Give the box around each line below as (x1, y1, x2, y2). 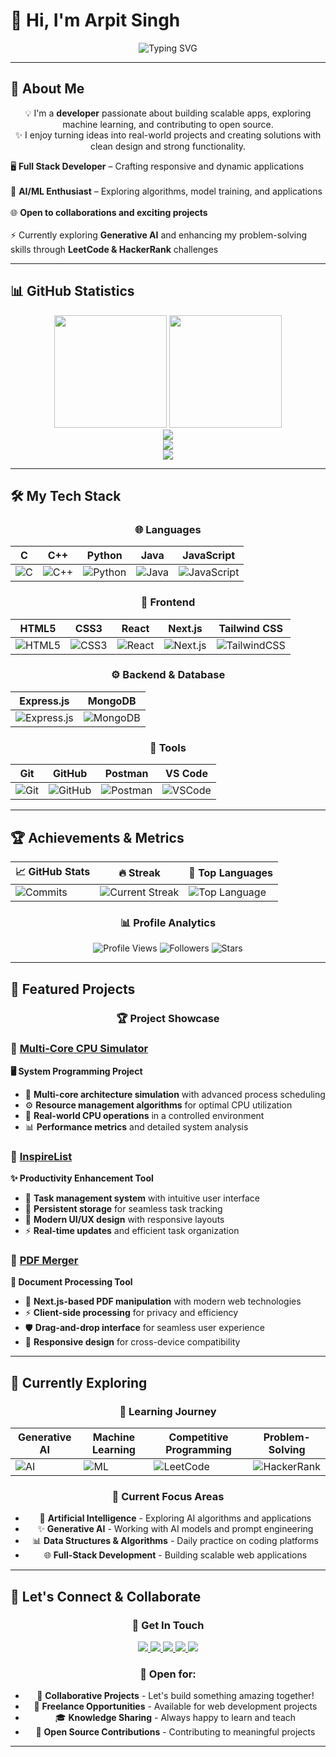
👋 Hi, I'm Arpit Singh (10, 9, 181, 32)
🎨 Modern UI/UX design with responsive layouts (24, 1214, 225, 1226)
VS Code (164, 767, 208, 781)
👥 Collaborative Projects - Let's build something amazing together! (36, 1690, 315, 1702)
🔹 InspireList (10, 1149, 73, 1163)
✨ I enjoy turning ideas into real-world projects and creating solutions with (14, 129, 322, 141)
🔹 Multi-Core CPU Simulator (10, 1042, 149, 1056)
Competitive (168, 1430, 229, 1444)
